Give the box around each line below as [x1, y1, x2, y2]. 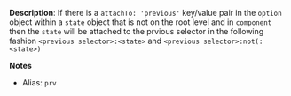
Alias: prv [21, 78, 57, 87]
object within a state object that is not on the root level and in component [9, 17, 272, 27]
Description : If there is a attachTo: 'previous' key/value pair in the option [9, 8, 282, 18]
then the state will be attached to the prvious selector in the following [9, 26, 264, 36]
